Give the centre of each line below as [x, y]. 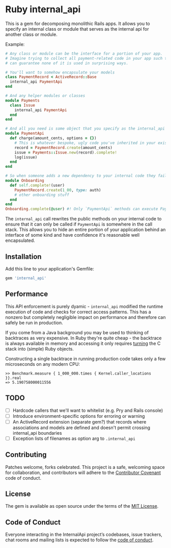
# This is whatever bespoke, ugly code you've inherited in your [85, 143]
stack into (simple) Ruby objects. [39, 348]
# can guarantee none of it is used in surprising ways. [67, 63]
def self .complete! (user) [37, 185]
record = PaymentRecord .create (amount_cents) [64, 147]
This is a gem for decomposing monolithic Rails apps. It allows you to [78, 23]
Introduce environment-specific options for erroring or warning [79, 416]
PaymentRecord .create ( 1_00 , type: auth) [58, 190]
